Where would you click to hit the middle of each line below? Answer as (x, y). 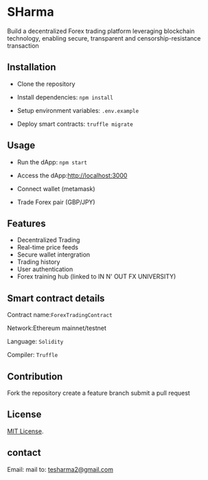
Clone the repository (46, 84)
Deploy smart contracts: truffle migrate (75, 124)
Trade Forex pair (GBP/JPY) (56, 202)
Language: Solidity (35, 342)
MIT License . (25, 431)
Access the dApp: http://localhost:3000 (72, 175)
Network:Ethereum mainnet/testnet (57, 328)
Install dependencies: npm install (65, 97)
